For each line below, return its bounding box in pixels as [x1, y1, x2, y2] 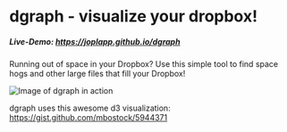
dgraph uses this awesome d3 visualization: [9, 103, 172, 113]
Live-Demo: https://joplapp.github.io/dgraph [9, 36, 181, 46]
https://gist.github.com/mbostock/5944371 [9, 112, 168, 123]
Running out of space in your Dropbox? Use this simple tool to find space [9, 59, 279, 70]
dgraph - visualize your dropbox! [9, 6, 257, 27]
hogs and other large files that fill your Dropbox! [9, 69, 186, 79]
